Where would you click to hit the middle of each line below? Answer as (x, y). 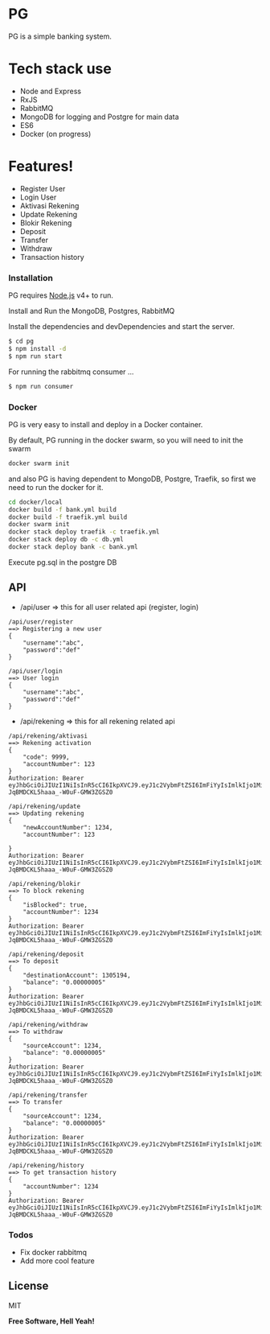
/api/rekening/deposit (46, 954)
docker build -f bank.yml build (62, 509)
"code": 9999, (46, 757)
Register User (43, 188)
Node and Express (51, 91)
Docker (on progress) (55, 134)
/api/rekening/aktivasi (48, 736)
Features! (41, 167)
